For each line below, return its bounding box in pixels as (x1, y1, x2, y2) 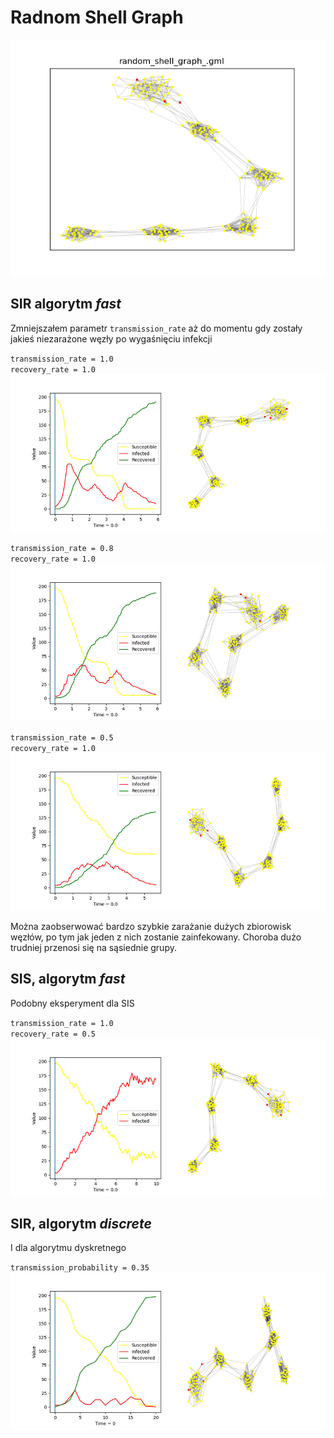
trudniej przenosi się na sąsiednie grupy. (10, 941, 177, 953)
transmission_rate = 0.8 (10, 543, 114, 553)
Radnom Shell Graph (10, 6, 184, 29)
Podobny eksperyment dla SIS (10, 997, 135, 1009)
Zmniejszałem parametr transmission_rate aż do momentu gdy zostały (10, 322, 303, 334)
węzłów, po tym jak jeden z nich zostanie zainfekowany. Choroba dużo (10, 931, 302, 943)
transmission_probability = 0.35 (10, 1263, 150, 1273)
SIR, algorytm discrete (10, 1215, 152, 1232)
